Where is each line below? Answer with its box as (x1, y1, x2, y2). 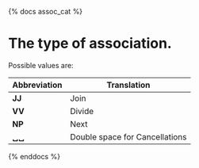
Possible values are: (8, 60, 74, 70)
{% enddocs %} (8, 151, 61, 161)
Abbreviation (12, 79, 63, 90)
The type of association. (8, 35, 172, 52)
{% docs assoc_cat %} (8, 7, 83, 16)
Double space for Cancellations (70, 131, 188, 142)
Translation (106, 79, 151, 90)
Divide (70, 105, 94, 116)
